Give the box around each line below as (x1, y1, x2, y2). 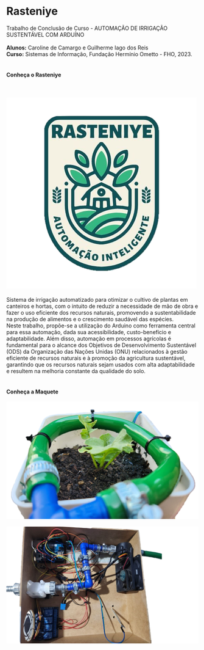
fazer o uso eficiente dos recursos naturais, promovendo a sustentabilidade (6, 309, 196, 316)
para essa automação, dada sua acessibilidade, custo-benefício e (6, 329, 172, 336)
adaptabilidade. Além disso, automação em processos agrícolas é (6, 335, 172, 343)
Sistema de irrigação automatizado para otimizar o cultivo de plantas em (6, 296, 188, 304)
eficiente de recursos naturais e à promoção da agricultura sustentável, (6, 354, 186, 362)
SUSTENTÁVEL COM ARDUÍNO (6, 31, 85, 38)
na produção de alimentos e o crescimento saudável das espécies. (6, 316, 174, 323)
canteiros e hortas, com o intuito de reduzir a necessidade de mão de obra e (6, 302, 199, 310)
